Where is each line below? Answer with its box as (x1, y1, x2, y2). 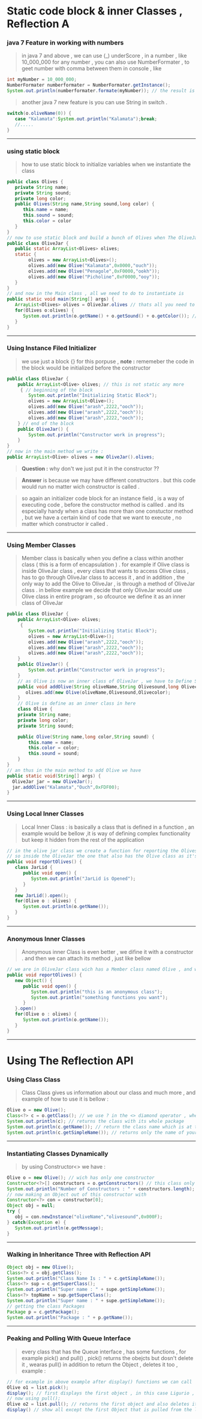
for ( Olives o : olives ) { (14, 308, 74, 314)
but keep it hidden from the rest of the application (21, 836, 144, 843)
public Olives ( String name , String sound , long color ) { (14, 201, 155, 207)
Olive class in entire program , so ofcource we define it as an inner (21, 593, 186, 600)
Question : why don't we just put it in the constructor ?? (21, 465, 159, 472)
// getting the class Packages (7, 1303, 85, 1309)
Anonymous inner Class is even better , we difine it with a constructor (21, 948, 194, 956)
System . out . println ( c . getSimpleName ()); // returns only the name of (7, 1130, 185, 1136)
